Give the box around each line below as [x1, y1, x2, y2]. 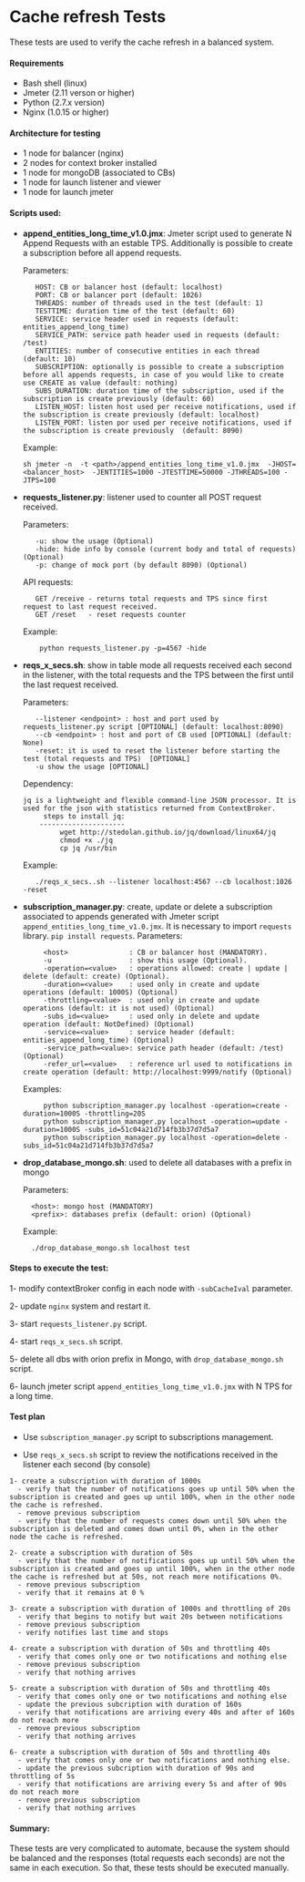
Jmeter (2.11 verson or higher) [22, 87, 135, 98]
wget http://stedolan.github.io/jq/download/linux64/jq [59, 828, 276, 837]
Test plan [9, 1411, 46, 1423]
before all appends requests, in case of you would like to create [22, 370, 284, 379]
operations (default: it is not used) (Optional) [22, 1003, 216, 1013]
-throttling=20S [84, 1109, 146, 1118]
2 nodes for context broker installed [22, 158, 158, 169]
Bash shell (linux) [22, 77, 88, 88]
